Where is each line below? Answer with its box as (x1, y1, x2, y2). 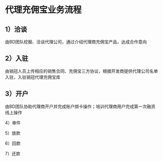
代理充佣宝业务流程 (5, 4, 82, 15)
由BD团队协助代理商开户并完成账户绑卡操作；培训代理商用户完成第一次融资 (5, 103, 156, 109)
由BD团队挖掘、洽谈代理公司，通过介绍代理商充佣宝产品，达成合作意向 (5, 39, 147, 44)
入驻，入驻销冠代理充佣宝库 (5, 74, 61, 80)
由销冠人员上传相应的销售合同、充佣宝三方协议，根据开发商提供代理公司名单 (5, 68, 158, 74)
